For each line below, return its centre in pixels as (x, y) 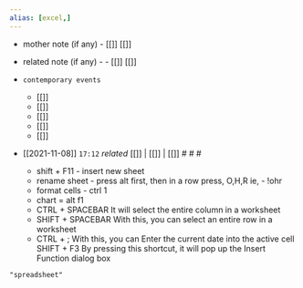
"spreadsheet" (37, 274)
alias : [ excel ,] (40, 18)
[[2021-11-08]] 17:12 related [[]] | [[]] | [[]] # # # (112, 153)
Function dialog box (73, 258)
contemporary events (62, 80)
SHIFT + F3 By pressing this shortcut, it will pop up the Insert (151, 248)
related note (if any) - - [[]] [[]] (79, 61)
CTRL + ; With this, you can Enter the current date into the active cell (165, 239)
